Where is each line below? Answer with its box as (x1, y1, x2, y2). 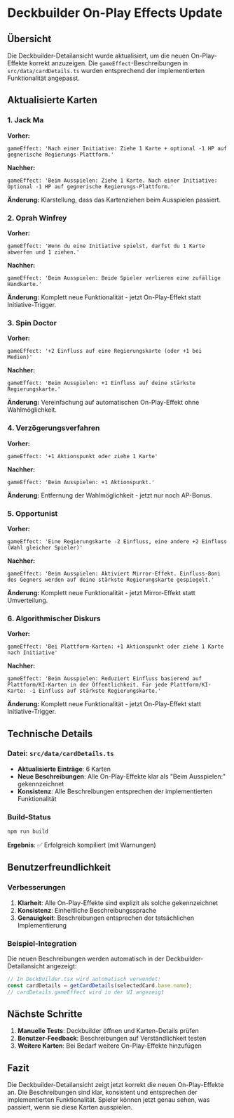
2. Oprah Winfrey (7, 213, 67, 223)
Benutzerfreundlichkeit (7, 862, 111, 873)
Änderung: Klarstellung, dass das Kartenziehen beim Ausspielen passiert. (7, 195, 221, 204)
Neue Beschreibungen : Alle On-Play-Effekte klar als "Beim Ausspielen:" (17, 772, 226, 781)
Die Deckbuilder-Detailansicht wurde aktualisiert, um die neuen (7, 51, 190, 60)
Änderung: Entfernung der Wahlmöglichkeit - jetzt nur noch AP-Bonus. (7, 490, 212, 500)
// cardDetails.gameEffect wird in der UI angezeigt (7, 989, 165, 996)
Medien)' (7, 353, 33, 361)
